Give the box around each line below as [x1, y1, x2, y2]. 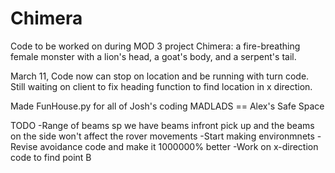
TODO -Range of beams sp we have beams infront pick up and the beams [10, 119, 315, 131]
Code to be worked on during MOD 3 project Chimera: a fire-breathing [10, 40, 301, 52]
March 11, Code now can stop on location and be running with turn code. [10, 70, 310, 82]
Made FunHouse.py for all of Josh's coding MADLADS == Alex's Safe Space [10, 100, 325, 112]
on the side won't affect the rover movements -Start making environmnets [10, 130, 315, 142]
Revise [10, 140, 38, 152]
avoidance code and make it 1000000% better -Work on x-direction [39, 140, 319, 152]
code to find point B [10, 151, 92, 163]
